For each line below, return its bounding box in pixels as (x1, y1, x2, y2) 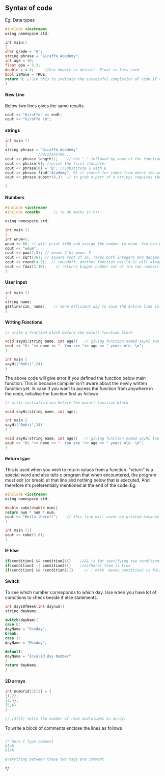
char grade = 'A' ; (5, 49, 43, 54)
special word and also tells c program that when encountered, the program (5, 472, 157, 478)
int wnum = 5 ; (5, 237, 29, 241)
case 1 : (5, 636, 21, 641)
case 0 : (5, 622, 21, 627)
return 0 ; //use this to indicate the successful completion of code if (5, 76, 157, 82)
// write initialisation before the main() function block (5, 400, 129, 405)
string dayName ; (5, 608, 38, 614)
